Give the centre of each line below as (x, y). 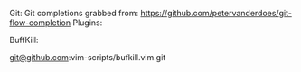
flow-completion (40, 22)
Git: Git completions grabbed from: (74, 13)
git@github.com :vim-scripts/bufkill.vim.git (88, 57)
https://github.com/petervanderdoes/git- (216, 13)
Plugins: (87, 22)
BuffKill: (24, 40)
